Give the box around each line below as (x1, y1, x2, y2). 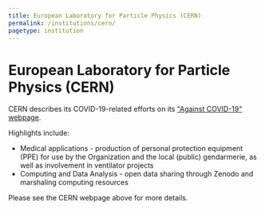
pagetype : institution (8, 26, 84, 34)
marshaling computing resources (19, 177, 129, 188)
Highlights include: (8, 129, 70, 138)
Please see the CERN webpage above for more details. (8, 193, 188, 203)
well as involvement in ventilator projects (19, 160, 154, 170)
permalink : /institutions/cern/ (8, 19, 116, 27)
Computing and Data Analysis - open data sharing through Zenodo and (19, 169, 254, 179)
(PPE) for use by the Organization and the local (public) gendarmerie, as (19, 153, 257, 162)
